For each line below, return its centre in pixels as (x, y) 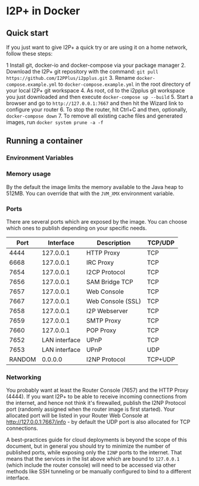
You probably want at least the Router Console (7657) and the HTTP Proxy (97, 390)
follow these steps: (29, 54)
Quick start (27, 33)
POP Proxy (101, 330)
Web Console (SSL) (114, 301)
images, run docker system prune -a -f (55, 122)
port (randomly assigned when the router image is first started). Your (91, 409)
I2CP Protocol (105, 272)
